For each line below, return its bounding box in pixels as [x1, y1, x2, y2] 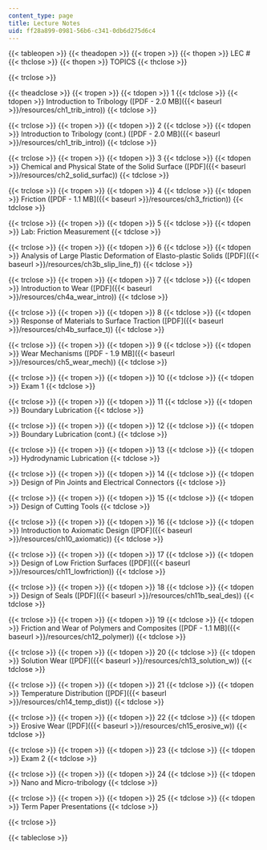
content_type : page [8, 11, 74, 20]
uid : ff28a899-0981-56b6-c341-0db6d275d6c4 [8, 26, 156, 34]
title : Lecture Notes [8, 19, 81, 27]
